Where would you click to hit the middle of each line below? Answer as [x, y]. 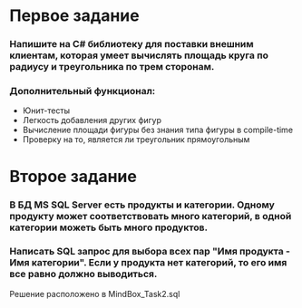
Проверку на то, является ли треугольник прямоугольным [136, 140]
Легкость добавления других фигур [92, 120]
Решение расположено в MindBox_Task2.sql [95, 294]
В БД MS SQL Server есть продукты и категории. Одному [142, 205]
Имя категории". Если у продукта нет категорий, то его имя [148, 263]
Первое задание [74, 16]
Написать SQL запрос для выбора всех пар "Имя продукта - [150, 252]
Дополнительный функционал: [83, 91]
